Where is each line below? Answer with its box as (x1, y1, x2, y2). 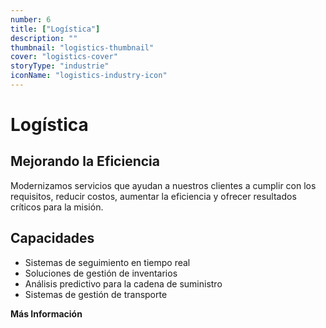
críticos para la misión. (10, 201, 104, 213)
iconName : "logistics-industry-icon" (10, 71, 168, 81)
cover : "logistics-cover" (10, 52, 118, 62)
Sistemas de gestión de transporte (24, 288, 168, 300)
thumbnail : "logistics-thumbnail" (10, 42, 155, 53)
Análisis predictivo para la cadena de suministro (24, 277, 223, 290)
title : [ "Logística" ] (10, 24, 101, 34)
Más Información (10, 307, 83, 320)
